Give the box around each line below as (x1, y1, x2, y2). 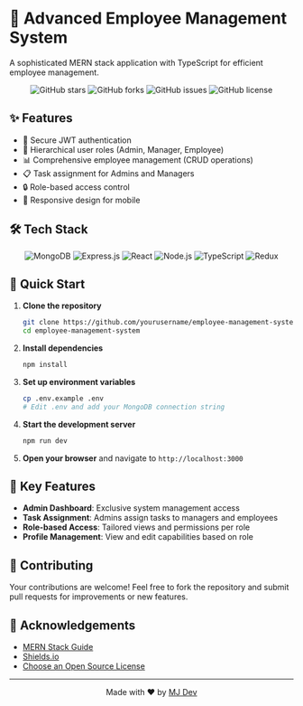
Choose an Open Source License (22, 661, 146, 672)
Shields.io (22, 651, 60, 663)
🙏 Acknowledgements (9, 617, 136, 633)
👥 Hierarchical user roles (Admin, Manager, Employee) (22, 144, 225, 155)
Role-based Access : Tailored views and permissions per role (22, 522, 251, 532)
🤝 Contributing (9, 558, 94, 573)
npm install (22, 361, 68, 370)
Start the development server (22, 419, 136, 429)
